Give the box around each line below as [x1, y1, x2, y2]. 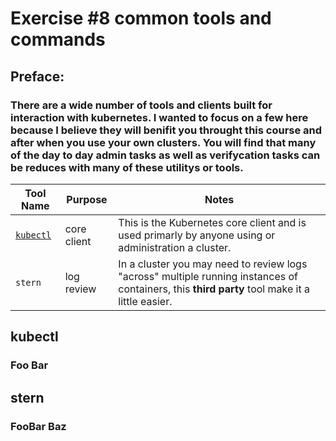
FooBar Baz [10, 419, 67, 433]
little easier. [118, 294, 173, 308]
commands [10, 28, 106, 51]
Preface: [10, 68, 65, 85]
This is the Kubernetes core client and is [118, 215, 307, 229]
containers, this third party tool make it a [118, 282, 310, 296]
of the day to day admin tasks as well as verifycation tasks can [10, 148, 321, 162]
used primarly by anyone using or [118, 228, 276, 242]
